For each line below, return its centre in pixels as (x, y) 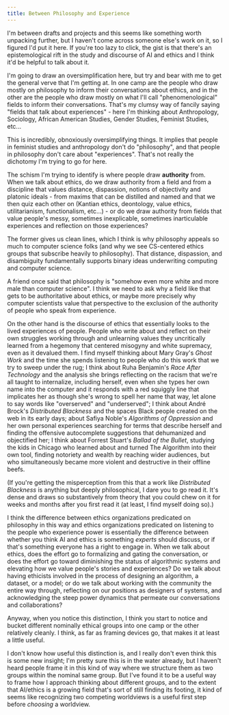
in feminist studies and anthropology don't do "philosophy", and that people (113, 147)
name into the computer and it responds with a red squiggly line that (103, 389)
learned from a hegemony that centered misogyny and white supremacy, (109, 345)
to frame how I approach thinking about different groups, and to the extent (112, 682)
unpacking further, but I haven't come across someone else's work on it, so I (115, 40)
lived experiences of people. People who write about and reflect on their (109, 331)
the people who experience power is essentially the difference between (108, 532)
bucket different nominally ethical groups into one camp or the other (103, 625)
